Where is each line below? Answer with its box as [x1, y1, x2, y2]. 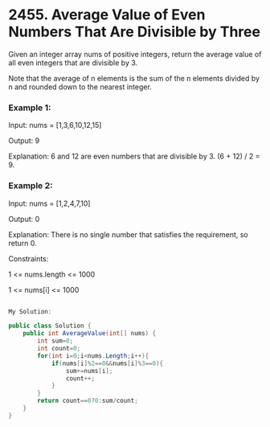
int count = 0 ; [37, 344, 81, 353]
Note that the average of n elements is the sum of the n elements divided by [8, 73, 260, 83]
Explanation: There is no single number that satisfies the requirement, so [8, 229, 248, 239]
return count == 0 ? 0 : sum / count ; [37, 396, 138, 405]
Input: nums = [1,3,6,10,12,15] [8, 121, 102, 130]
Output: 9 [8, 136, 40, 146]
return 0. [8, 238, 38, 248]
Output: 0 [8, 214, 40, 224]
